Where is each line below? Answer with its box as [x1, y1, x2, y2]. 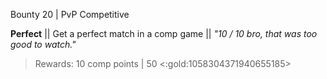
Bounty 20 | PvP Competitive [10, 9, 130, 20]
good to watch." [10, 39, 77, 50]
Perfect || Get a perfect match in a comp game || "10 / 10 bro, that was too [10, 28, 318, 39]
